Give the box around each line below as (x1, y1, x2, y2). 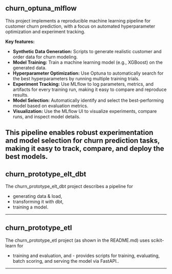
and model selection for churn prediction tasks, (5, 136, 160, 145)
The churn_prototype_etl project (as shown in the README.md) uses (5, 237, 150, 243)
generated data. (12, 64, 47, 71)
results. (12, 92, 29, 98)
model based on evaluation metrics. (12, 102, 89, 109)
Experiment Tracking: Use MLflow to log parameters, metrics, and (12, 81, 154, 87)
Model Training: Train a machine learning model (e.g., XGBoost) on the (12, 59, 163, 65)
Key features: (5, 38, 35, 44)
